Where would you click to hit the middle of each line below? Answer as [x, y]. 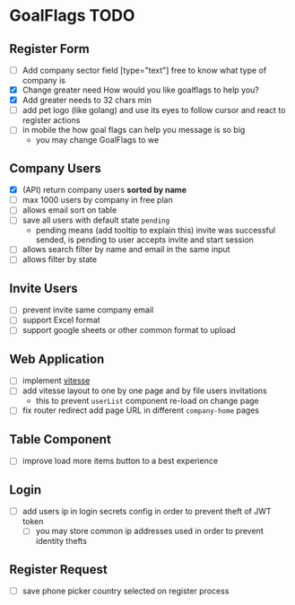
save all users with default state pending [96, 220]
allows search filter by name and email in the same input [126, 250]
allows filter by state [59, 259]
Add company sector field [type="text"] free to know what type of [144, 70]
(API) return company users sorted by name [104, 190]
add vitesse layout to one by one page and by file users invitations [144, 390]
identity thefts [61, 541]
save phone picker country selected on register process [126, 591]
